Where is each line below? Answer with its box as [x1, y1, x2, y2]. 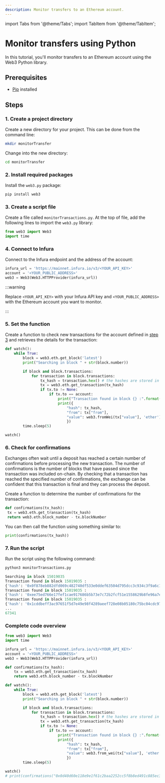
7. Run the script [5, 545, 45, 551]
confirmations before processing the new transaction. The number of [5, 461, 145, 467]
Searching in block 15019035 [5, 574, 65, 579]
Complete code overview [5, 622, 66, 629]
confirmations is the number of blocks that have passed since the [5, 466, 138, 471]
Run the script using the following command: [5, 556, 96, 562]
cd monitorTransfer [5, 159, 45, 164]
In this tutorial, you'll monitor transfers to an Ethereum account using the [5, 54, 151, 60]
